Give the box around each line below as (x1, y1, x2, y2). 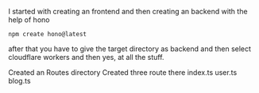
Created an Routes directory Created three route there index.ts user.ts (8, 68, 238, 77)
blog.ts (8, 76, 31, 85)
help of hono (8, 15, 50, 24)
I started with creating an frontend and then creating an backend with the (8, 7, 248, 16)
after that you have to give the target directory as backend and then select (8, 44, 252, 54)
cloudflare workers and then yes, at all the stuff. (8, 53, 164, 61)
